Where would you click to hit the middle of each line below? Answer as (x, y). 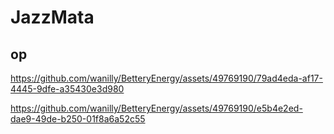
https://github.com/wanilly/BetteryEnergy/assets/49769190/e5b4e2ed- (156, 108)
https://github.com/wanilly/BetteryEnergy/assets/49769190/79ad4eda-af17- (166, 78)
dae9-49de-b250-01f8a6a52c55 (78, 119)
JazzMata (52, 17)
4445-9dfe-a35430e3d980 (67, 89)
